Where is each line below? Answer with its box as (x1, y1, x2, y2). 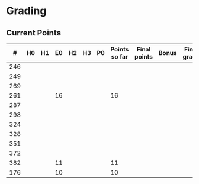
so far (111, 53, 129, 60)
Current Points (6, 28, 61, 38)
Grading (6, 4, 47, 18)
